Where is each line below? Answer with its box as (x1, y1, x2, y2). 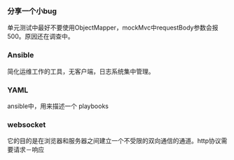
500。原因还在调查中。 (7, 32, 74, 41)
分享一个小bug (7, 6, 57, 15)
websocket (7, 119, 46, 129)
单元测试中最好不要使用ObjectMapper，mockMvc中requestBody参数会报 (7, 23, 219, 32)
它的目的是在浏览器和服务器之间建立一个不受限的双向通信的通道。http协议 (7, 137, 222, 145)
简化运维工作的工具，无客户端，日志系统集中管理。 (7, 67, 155, 75)
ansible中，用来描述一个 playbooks (7, 102, 109, 110)
